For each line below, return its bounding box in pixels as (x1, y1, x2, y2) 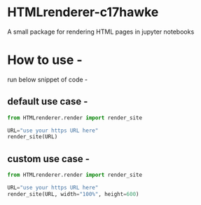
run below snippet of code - (7, 75, 88, 84)
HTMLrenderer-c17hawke (7, 4, 159, 20)
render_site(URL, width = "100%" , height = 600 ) (7, 190, 139, 197)
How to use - (7, 52, 83, 68)
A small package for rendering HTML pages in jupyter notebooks (7, 27, 195, 36)
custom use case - (7, 152, 90, 165)
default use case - (7, 95, 88, 107)
